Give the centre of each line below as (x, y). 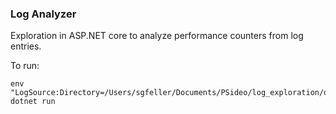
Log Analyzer (43, 14)
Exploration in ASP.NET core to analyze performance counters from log (157, 36)
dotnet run (33, 102)
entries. (26, 46)
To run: (25, 66)
